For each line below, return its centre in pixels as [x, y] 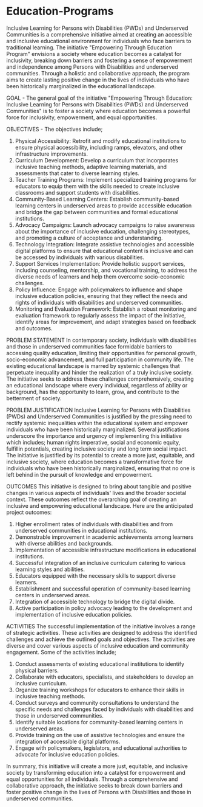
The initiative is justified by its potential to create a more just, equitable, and [101, 455]
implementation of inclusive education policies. [74, 614]
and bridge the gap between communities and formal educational [97, 212]
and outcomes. [34, 328]
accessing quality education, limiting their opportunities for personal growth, [101, 353]
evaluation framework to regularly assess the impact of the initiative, [100, 315]
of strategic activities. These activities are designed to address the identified [102, 632]
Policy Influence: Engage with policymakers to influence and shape [99, 289]
